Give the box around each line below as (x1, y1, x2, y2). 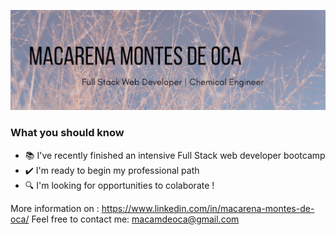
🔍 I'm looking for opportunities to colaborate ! (24, 179, 215, 191)
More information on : (10, 202, 100, 214)
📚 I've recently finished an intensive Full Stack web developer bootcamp (24, 149, 326, 161)
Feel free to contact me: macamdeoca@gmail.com (31, 213, 240, 225)
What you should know (10, 126, 125, 140)
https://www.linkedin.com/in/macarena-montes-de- (101, 202, 315, 214)
